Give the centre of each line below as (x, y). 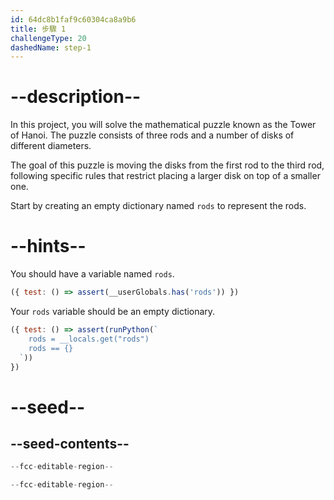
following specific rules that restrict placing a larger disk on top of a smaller (165, 176)
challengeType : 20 (48, 38)
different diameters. (51, 146)
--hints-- (48, 246)
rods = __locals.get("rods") (89, 339)
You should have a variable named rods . (92, 274)
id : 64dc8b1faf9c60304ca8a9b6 (73, 19)
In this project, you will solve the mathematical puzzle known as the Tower (163, 125)
